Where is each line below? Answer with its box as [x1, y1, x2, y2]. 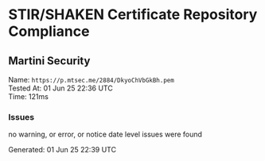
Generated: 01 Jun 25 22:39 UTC [8, 145, 117, 155]
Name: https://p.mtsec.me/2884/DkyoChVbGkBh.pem [8, 75, 175, 84]
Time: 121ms [8, 92, 49, 101]
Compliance [8, 22, 90, 40]
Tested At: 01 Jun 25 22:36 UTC [8, 83, 113, 93]
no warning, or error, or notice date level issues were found [8, 129, 203, 140]
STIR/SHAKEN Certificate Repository [8, 6, 258, 24]
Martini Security [8, 54, 91, 67]
